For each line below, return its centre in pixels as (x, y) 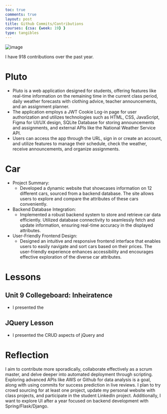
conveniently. (34, 204)
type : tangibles (22, 33)
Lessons (23, 277)
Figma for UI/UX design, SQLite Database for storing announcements (83, 122)
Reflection (27, 355)
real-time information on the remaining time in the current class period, (85, 96)
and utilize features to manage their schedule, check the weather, (80, 143)
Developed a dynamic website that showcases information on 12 (86, 188)
